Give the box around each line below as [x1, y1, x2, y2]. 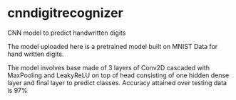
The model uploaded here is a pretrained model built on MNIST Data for [7, 42, 218, 50]
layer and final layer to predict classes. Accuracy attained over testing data [7, 78, 227, 87]
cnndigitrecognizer [7, 5, 123, 21]
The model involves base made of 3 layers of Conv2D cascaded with [7, 63, 210, 72]
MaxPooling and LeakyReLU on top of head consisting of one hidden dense [7, 71, 230, 79]
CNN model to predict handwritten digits [7, 28, 126, 37]
